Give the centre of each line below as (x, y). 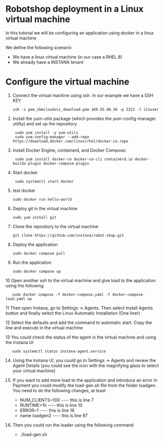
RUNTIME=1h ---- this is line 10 (51, 405)
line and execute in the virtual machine (44, 327)
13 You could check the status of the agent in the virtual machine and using (81, 337)
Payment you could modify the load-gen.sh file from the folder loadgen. (85, 385)
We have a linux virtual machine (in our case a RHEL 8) (67, 57)
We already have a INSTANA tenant (48, 62)
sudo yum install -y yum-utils (46, 133)
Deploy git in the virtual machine (45, 208)
